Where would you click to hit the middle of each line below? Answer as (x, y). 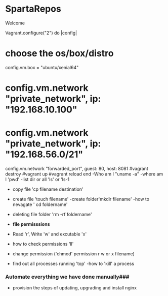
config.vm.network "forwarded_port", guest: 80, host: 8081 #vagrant (77, 169)
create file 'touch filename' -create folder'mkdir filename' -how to (81, 199)
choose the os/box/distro (59, 53)
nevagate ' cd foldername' (40, 204)
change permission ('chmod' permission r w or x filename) (74, 254)
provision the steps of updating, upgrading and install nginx (75, 288)
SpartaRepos (33, 9)
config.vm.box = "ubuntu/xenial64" (42, 67)
